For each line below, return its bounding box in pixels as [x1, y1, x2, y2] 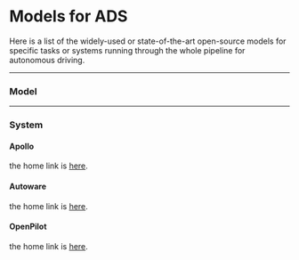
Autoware [9, 181, 47, 191]
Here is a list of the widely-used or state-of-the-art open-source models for [9, 36, 287, 46]
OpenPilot [9, 221, 47, 232]
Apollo [9, 141, 35, 151]
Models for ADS [9, 6, 128, 27]
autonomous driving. [9, 54, 85, 65]
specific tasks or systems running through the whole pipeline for [9, 45, 246, 55]
